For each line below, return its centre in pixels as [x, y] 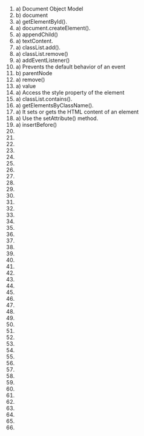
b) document [31, 15]
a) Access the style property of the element [70, 92]
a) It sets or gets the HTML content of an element [77, 112]
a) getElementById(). [41, 22]
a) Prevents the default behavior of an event [70, 67]
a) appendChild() [37, 35]
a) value [26, 86]
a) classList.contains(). [44, 99]
